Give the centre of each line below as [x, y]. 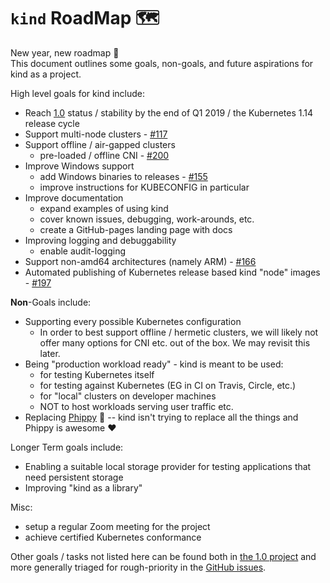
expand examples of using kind [104, 208]
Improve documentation [74, 197]
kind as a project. [46, 74]
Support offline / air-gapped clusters [100, 144]
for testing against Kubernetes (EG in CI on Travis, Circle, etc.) [168, 385]
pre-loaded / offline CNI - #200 [104, 155]
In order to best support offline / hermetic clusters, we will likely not [179, 332]
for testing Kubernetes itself [97, 374]
